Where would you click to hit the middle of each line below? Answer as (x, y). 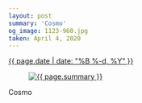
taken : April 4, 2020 (45, 38)
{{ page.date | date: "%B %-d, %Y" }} (71, 61)
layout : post (30, 16)
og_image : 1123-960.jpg (48, 31)
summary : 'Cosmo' (38, 23)
